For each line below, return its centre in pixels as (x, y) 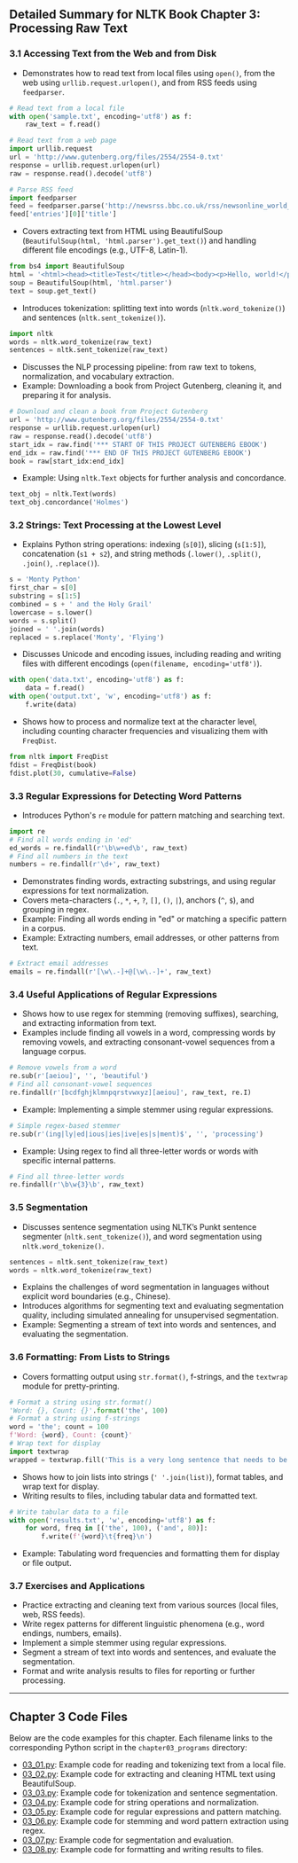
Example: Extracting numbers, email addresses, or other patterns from (150, 938)
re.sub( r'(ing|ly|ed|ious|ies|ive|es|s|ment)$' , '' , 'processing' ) (137, 1134)
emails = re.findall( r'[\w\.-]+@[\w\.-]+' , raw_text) (111, 972)
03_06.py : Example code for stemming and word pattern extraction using (155, 1821)
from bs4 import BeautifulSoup (67, 266)
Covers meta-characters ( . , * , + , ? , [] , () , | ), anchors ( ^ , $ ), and (138, 900)
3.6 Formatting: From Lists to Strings (90, 1358)
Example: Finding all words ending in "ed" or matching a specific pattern (154, 919)
